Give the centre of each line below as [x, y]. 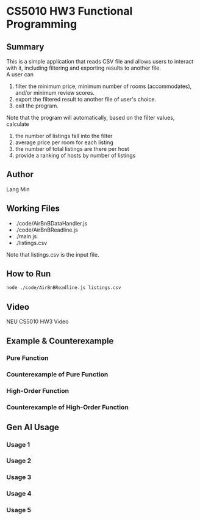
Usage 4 [19, 494]
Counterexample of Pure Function [57, 375]
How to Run [29, 274]
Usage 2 [19, 461]
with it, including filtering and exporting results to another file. [84, 68]
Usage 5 [19, 510]
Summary [25, 47]
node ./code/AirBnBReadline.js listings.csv [64, 288]
